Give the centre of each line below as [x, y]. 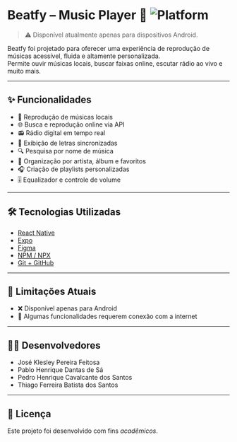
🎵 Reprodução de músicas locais [65, 117]
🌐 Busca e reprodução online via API [71, 124]
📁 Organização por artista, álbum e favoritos [82, 161]
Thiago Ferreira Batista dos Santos [68, 385]
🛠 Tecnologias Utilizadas [64, 212]
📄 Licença [29, 414]
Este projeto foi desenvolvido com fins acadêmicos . [83, 431]
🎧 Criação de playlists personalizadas [73, 169]
